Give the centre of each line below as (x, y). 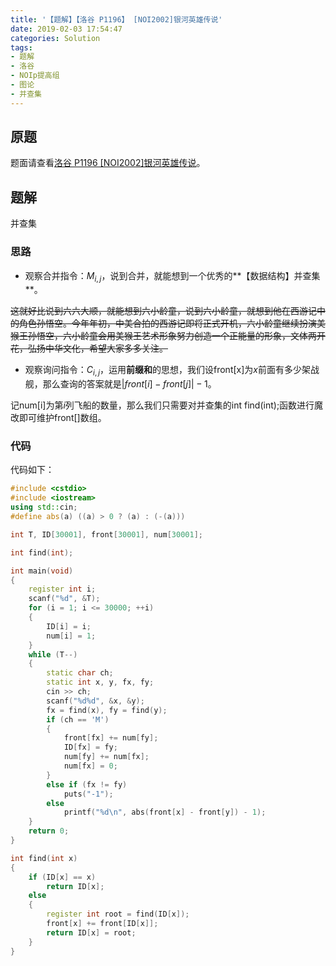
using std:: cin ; (44, 507)
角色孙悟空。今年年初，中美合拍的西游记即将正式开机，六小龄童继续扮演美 (172, 323)
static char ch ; (80, 673)
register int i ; (62, 589)
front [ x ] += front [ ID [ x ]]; (102, 924)
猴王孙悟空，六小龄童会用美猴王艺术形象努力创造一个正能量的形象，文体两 (163, 336)
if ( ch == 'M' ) (78, 719)
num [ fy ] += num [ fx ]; (106, 757)
